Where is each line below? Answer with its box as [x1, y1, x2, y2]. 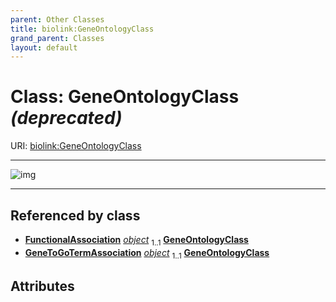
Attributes [10, 277, 75, 295]
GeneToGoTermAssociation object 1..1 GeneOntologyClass [24, 246, 270, 261]
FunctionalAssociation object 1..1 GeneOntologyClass [24, 234, 249, 248]
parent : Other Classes [10, 14, 105, 25]
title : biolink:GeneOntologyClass [10, 24, 155, 34]
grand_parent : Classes [10, 33, 105, 43]
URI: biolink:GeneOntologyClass [10, 140, 142, 152]
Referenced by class [10, 207, 141, 224]
